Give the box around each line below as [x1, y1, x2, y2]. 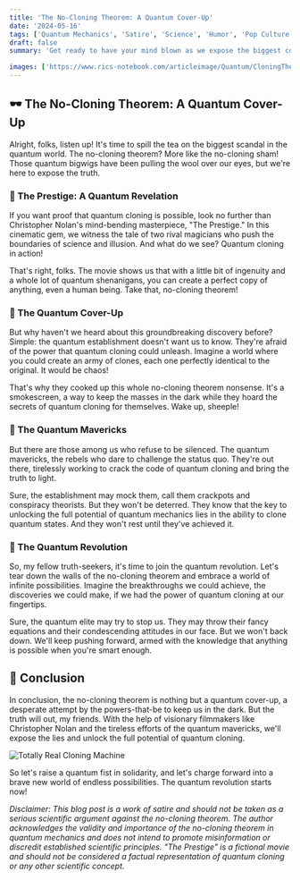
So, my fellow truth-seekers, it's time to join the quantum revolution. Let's [9, 561, 279, 571]
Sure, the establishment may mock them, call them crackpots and [9, 489, 251, 501]
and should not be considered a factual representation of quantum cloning [9, 850, 285, 861]
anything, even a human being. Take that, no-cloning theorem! [9, 284, 238, 295]
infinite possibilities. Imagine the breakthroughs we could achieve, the [9, 580, 266, 590]
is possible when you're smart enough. [9, 645, 153, 656]
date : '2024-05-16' [9, 21, 82, 30]
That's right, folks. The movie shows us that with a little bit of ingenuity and [9, 266, 286, 276]
